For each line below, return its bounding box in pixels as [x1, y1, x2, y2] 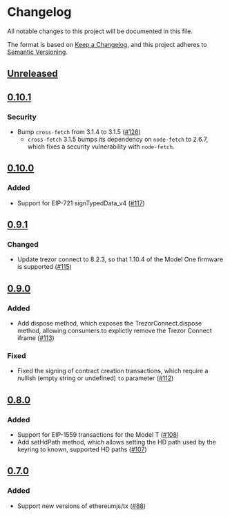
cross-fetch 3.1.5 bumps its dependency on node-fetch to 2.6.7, [27, 135, 209, 144]
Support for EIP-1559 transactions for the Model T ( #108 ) [17, 431, 180, 439]
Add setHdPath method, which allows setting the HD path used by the [17, 438, 216, 446]
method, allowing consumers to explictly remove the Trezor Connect [17, 326, 212, 335]
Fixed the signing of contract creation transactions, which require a [17, 367, 209, 375]
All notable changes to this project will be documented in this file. [7, 27, 193, 35]
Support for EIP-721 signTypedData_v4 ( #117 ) [17, 198, 145, 207]
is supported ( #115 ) [17, 263, 73, 271]
